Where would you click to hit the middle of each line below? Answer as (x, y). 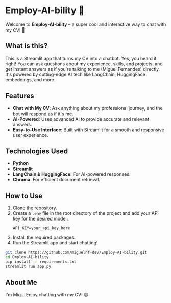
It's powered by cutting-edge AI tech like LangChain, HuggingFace (75, 74)
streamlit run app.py (28, 266)
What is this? (27, 46)
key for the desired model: (40, 219)
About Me (21, 282)
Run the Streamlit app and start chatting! (55, 243)
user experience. (30, 135)
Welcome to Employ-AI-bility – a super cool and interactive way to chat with (86, 24)
